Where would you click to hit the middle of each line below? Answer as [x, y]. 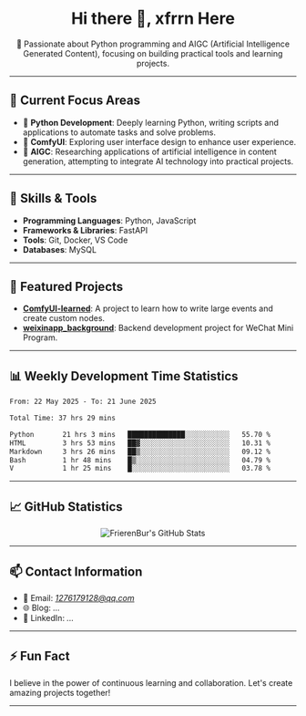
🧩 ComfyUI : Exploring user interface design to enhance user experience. [159, 141]
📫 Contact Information [76, 571]
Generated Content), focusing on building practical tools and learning [153, 53]
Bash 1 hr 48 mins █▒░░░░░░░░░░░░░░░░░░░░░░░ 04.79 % [140, 460]
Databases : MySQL [60, 249]
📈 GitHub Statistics [66, 507]
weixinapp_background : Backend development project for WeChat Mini [158, 328]
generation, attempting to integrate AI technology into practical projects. [158, 161]
